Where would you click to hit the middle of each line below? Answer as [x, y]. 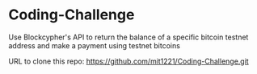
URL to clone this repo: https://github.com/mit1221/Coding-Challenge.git [128, 61]
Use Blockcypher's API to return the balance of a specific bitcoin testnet [128, 37]
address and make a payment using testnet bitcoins [94, 45]
